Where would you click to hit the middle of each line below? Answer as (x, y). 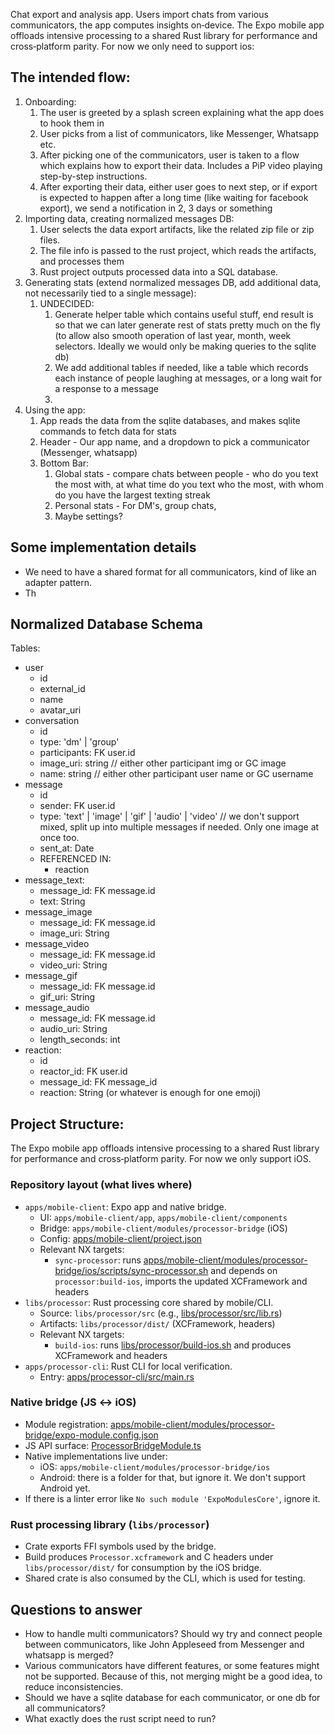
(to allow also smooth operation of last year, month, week (173, 335)
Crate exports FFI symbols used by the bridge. (120, 1546)
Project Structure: (67, 1124)
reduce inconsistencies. (74, 1686)
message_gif (51, 976)
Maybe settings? (88, 516)
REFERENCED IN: (75, 859)
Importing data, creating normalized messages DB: (129, 218)
